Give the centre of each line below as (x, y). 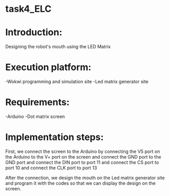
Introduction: (34, 33)
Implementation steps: (54, 137)
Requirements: (37, 102)
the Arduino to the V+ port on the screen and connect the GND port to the (83, 156)
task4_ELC (29, 9)
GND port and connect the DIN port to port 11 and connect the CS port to (82, 162)
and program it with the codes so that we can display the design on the (80, 183)
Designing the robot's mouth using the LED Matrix (58, 47)
